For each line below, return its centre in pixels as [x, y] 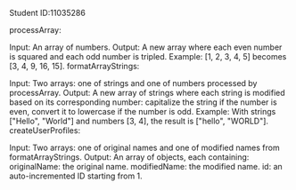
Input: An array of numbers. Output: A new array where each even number [146, 47]
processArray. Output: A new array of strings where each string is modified [147, 93]
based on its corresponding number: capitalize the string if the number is [144, 102]
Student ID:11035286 [48, 13]
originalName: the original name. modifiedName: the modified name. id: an [146, 166]
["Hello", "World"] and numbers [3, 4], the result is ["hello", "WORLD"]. [139, 121]
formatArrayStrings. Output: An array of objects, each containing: [129, 157]
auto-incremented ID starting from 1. [76, 176]
